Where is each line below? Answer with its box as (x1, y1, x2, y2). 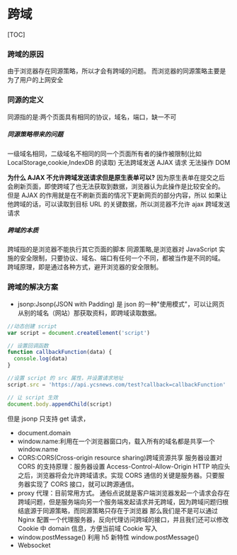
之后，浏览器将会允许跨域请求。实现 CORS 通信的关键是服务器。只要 (17, 471, 219, 479)
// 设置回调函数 (7, 342, 49, 349)
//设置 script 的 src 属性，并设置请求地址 (7, 374, 124, 382)
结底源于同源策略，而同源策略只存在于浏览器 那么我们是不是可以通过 (17, 506, 218, 515)
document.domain (17, 428, 71, 437)
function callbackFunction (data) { (7, 348, 112, 356)
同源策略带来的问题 (7, 130, 64, 139)
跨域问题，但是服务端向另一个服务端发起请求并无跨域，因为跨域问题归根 (17, 497, 229, 506)
